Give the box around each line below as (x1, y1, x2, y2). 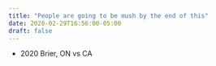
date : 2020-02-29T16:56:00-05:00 (8, 19, 122, 27)
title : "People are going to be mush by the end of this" (8, 11, 209, 20)
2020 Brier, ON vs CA (19, 49, 93, 59)
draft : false (8, 27, 53, 35)
